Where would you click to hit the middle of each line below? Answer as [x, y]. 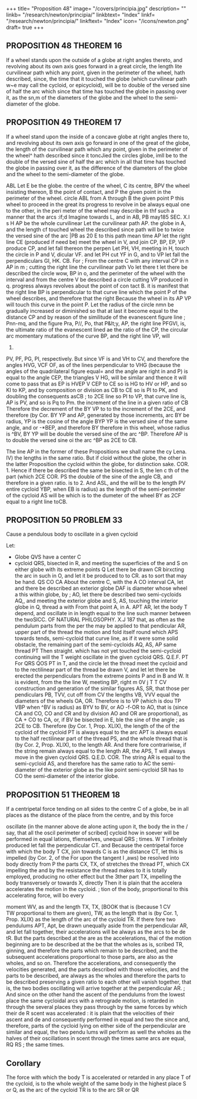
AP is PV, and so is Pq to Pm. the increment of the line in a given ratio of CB [97, 402]
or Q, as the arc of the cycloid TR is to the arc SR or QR [73, 1090]
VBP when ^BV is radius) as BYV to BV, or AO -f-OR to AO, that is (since [101, 707]
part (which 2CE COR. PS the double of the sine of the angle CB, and [89, 476]
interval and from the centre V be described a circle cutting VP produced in [97, 279]
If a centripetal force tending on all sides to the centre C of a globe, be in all [98, 809]
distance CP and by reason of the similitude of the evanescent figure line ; [96, 317]
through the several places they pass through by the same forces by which [97, 1007]
